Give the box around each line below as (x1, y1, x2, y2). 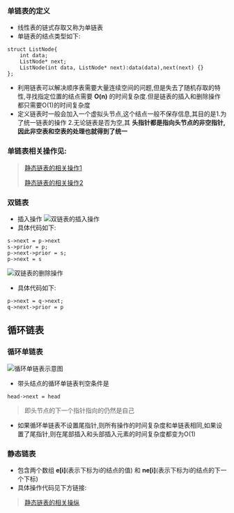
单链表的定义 (7, 6, 51, 15)
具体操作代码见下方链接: (17, 483, 87, 491)
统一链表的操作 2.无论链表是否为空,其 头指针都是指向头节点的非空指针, (23, 119, 226, 127)
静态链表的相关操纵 (24, 498, 80, 507)
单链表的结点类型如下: (17, 32, 81, 40)
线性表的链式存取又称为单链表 (17, 23, 103, 32)
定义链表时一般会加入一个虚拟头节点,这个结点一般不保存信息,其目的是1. (17, 110, 221, 118)
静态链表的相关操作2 (24, 178, 84, 186)
